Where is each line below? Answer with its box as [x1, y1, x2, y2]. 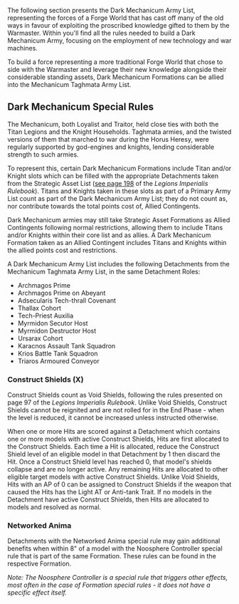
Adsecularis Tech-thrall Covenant [17, 296, 116, 305]
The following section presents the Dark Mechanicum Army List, [7, 6, 196, 14]
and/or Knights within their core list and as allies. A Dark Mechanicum [7, 231, 211, 239]
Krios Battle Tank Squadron [17, 349, 98, 358]
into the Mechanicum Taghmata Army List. [7, 80, 132, 88]
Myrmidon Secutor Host [17, 318, 88, 327]
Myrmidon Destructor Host [17, 326, 97, 335]
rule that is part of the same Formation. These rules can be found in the [7, 552, 217, 561]
